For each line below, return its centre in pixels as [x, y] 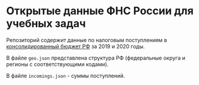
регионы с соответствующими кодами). [57, 64]
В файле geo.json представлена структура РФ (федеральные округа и [96, 58]
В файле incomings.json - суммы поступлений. [66, 75]
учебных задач [46, 23]
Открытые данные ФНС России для [100, 11]
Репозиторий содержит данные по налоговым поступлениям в [87, 40]
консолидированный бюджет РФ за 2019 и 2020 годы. [76, 46]
